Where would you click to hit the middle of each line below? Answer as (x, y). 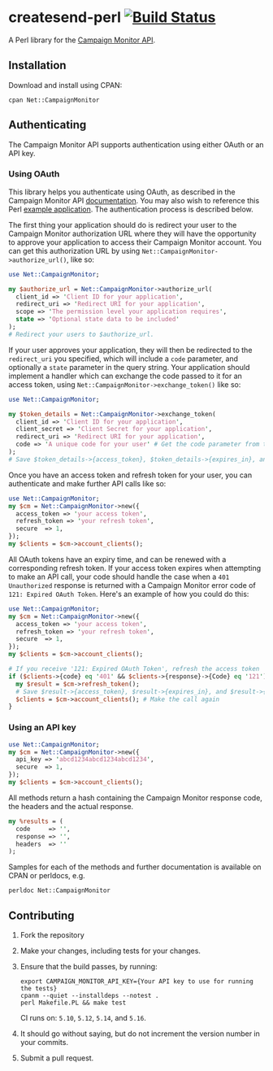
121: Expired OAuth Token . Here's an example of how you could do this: (129, 594)
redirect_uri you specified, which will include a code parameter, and (123, 359)
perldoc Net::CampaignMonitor (60, 890)
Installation (37, 65)
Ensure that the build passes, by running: (89, 967)
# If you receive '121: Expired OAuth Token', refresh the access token (134, 669)
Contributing (41, 915)
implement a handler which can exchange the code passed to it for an (125, 376)
